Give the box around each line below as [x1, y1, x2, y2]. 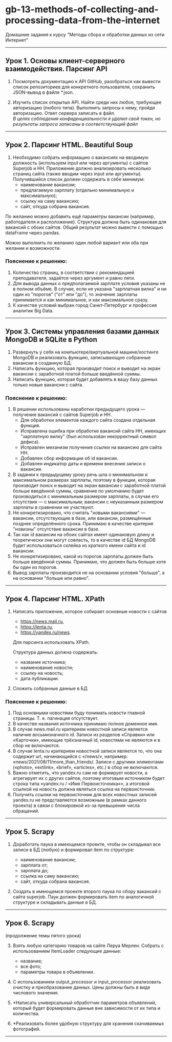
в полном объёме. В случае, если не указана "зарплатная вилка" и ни [12, 286, 167, 292]
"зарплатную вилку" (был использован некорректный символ [20, 433, 157, 439]
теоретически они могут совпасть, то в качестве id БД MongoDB [12, 537, 156, 543]
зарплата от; [20, 862, 48, 868]
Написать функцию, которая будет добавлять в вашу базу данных [12, 376, 158, 382]
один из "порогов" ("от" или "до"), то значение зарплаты [12, 291, 138, 297]
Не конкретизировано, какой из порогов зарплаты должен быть [12, 553, 154, 559]
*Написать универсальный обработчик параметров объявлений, [12, 999, 157, 1006]
